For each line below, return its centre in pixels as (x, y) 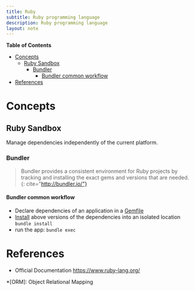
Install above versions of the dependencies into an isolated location (97, 217)
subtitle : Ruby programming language (53, 17)
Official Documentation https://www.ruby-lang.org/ (77, 270)
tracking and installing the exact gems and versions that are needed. (105, 177)
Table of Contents (29, 45)
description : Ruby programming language (57, 23)
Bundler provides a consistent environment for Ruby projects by (99, 171)
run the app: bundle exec (45, 230)
